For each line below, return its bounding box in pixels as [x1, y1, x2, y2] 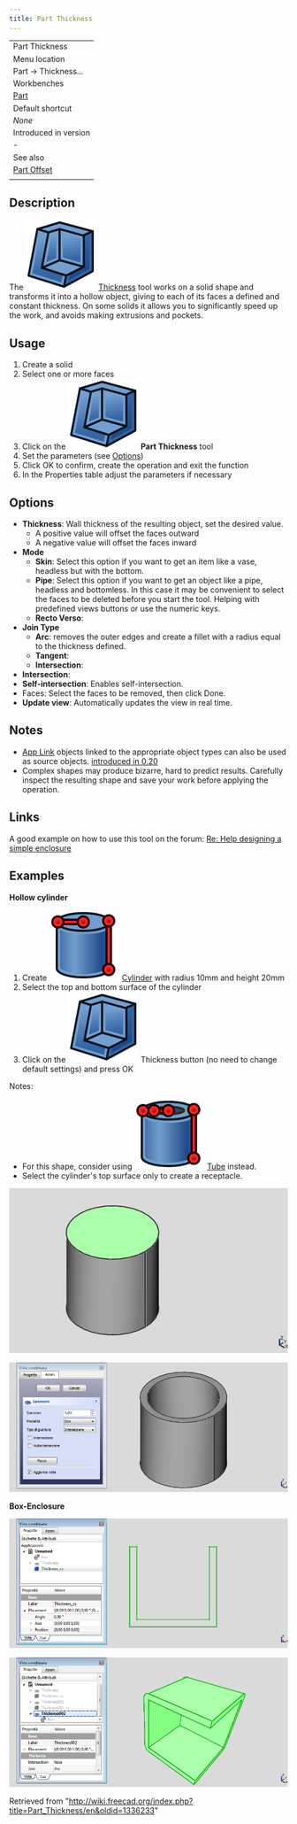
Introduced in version [12, 128, 91, 138]
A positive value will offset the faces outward [34, 528, 200, 539]
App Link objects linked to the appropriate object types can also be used [21, 746, 287, 757]
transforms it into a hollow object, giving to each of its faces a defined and [9, 291, 280, 302]
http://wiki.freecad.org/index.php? [68, 1796, 194, 1806]
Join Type [21, 622, 60, 633]
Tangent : [34, 651, 69, 661]
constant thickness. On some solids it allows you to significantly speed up [9, 301, 278, 312]
